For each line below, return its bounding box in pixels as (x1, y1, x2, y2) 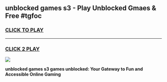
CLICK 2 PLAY (5, 45, 40, 52)
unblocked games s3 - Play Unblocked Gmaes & (5, 4, 157, 12)
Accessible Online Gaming (5, 71, 61, 77)
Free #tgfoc (5, 12, 42, 20)
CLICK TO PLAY (5, 27, 44, 34)
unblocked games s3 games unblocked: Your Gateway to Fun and (5, 66, 143, 72)
